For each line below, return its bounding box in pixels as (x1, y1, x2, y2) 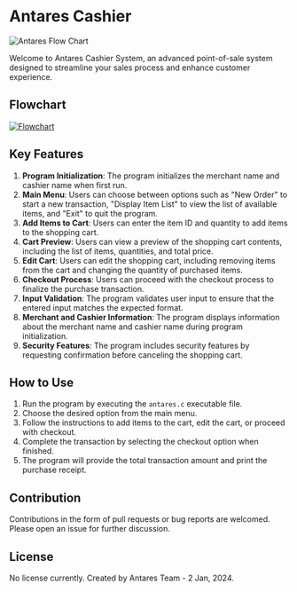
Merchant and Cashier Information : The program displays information (21, 312, 280, 322)
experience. (9, 71, 53, 82)
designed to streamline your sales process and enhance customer (9, 62, 251, 73)
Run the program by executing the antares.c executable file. (21, 399, 243, 409)
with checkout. (21, 427, 77, 438)
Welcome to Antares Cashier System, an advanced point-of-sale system (9, 52, 273, 63)
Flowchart (9, 98, 66, 113)
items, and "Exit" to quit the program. (21, 208, 158, 218)
